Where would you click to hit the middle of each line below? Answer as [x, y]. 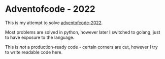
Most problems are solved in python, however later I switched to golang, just [82, 32]
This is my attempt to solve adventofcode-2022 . [54, 23]
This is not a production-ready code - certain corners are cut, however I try [82, 47]
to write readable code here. [34, 52]
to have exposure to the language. [40, 37]
